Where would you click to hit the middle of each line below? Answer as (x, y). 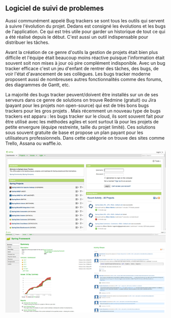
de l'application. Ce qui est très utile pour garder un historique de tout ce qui (85, 31)
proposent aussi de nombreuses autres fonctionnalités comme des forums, (84, 79)
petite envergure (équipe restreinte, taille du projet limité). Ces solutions (80, 127)
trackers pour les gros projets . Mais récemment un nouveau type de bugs (83, 111)
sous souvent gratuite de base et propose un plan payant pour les (74, 132)
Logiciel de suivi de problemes (55, 8)
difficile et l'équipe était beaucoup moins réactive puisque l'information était (85, 58)
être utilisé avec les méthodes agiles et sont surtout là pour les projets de (82, 121)
